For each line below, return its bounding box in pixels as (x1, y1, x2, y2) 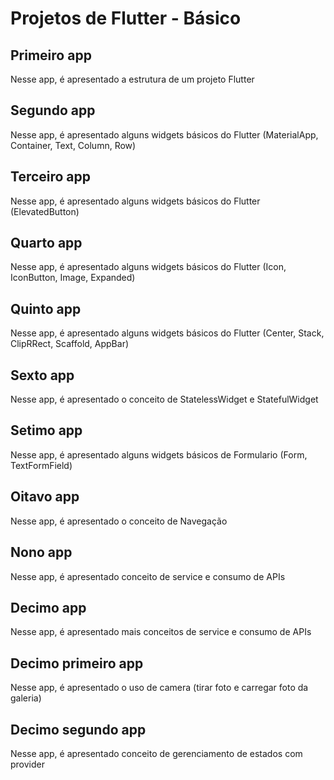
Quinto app (10, 300, 82, 317)
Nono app (10, 544, 73, 561)
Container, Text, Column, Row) (10, 139, 137, 151)
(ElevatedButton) (10, 205, 80, 217)
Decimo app (10, 599, 87, 616)
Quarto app (10, 235, 83, 252)
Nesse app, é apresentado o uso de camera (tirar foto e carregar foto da (10, 682, 309, 694)
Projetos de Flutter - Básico (10, 7, 242, 30)
